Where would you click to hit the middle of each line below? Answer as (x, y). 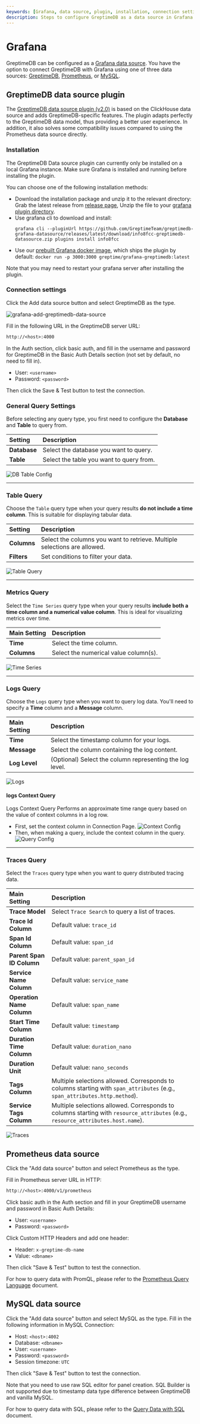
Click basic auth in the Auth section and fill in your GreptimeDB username (96, 1202)
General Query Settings (41, 406)
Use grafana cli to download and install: (63, 218)
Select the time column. (85, 643)
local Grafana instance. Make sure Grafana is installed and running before (96, 169)
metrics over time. (28, 618)
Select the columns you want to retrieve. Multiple (109, 539)
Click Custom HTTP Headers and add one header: (68, 1238)
